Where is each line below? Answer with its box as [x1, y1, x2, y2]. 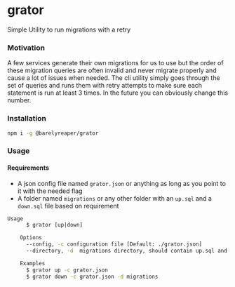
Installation [7, 114, 47, 124]
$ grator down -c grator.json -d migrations [25, 273, 159, 280]
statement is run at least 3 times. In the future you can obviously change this [7, 88, 229, 97]
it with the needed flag [17, 187, 83, 195]
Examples [20, 260, 46, 267]
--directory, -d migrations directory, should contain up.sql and [25, 248, 228, 255]
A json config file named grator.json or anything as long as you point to [17, 179, 227, 187]
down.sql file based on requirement [17, 201, 119, 210]
